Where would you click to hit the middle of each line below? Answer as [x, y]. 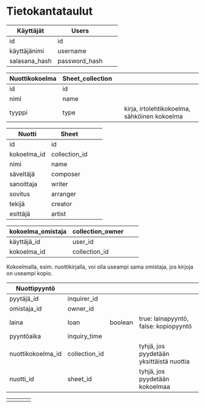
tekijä [17, 204]
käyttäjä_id [25, 242]
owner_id [81, 308]
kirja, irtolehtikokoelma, [157, 108]
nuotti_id [22, 379]
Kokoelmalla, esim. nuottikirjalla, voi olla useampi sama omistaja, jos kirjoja [100, 267]
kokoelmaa [155, 387]
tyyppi [18, 113]
